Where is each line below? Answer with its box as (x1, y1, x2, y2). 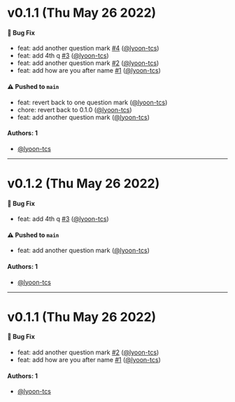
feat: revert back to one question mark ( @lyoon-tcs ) (17, 98, 168, 106)
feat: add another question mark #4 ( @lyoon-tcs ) (17, 44, 159, 53)
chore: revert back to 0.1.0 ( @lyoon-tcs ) (17, 105, 132, 113)
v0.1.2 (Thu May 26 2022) (7, 175, 160, 191)
